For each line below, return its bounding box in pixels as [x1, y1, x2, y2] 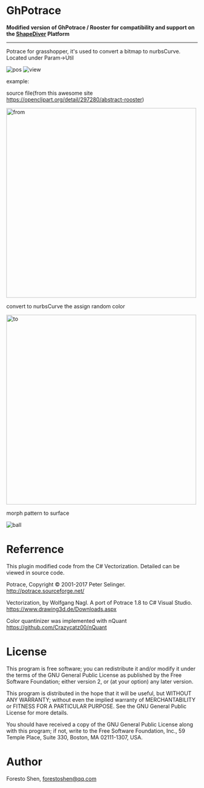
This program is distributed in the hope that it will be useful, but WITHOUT [6, 690, 192, 697]
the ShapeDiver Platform [6, 30, 70, 37]
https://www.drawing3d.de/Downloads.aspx [6, 605, 117, 613]
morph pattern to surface [6, 509, 70, 517]
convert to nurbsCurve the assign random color [6, 302, 126, 310]
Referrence [6, 543, 64, 556]
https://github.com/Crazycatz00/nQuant [6, 623, 107, 631]
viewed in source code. [6, 569, 65, 576]
